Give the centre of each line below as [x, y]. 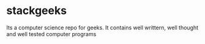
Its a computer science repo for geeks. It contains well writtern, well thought [102, 28]
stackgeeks [37, 11]
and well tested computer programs [51, 34]
